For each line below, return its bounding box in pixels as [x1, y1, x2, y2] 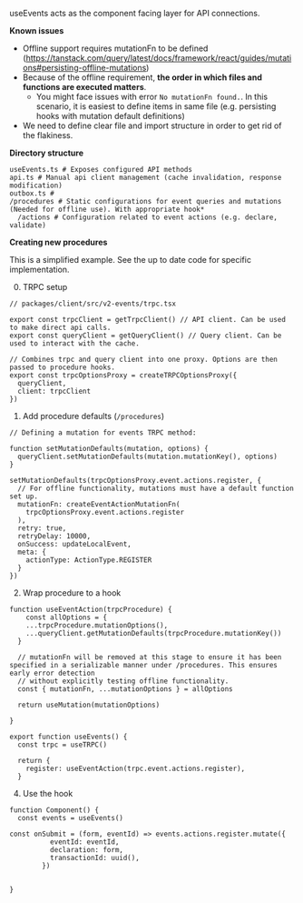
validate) [9, 221, 47, 230]
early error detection [9, 668, 95, 677]
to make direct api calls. [9, 323, 112, 332]
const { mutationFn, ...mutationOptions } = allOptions [17, 685, 233, 694]
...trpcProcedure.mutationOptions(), [25, 621, 169, 630]
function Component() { [9, 806, 100, 815]
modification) [9, 181, 64, 190]
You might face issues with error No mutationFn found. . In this [35, 91, 269, 102]
